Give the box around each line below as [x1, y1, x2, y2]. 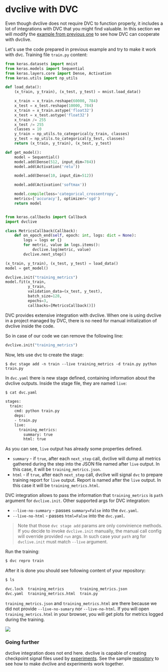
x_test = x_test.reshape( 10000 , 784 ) [14, 103, 94, 108]
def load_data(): [5, 85, 42, 90]
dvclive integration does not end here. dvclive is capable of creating [5, 650, 147, 656]
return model [14, 201, 42, 206]
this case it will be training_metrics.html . [12, 482, 100, 489]
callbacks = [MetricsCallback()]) [27, 303, 96, 308]
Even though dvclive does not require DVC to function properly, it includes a [5, 20, 163, 26]
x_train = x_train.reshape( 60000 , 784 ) [14, 99, 98, 104]
